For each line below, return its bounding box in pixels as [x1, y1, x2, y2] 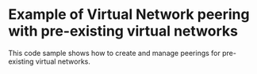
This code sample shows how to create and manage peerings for [8, 48, 221, 57]
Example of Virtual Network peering [8, 6, 250, 24]
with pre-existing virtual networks [8, 22, 238, 40]
